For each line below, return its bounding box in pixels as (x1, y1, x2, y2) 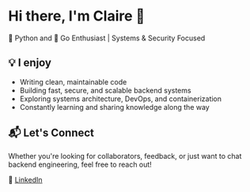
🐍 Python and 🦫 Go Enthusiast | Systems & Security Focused (8, 33, 206, 43)
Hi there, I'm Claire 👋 (8, 7, 146, 25)
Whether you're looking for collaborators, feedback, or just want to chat (8, 151, 242, 160)
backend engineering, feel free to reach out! (8, 160, 152, 169)
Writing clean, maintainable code (19, 77, 127, 86)
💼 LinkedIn (8, 175, 43, 184)
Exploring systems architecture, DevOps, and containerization (19, 94, 222, 104)
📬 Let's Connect (8, 126, 95, 140)
